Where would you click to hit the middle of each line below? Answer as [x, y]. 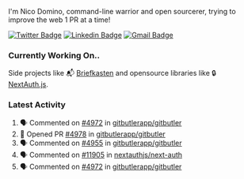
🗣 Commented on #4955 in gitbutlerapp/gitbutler [101, 143]
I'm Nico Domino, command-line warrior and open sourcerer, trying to [122, 11]
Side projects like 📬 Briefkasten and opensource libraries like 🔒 [112, 73]
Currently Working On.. [54, 55]
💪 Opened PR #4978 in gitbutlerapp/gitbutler [93, 134]
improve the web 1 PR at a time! [59, 20]
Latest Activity [37, 105]
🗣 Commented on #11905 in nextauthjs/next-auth [101, 155]
